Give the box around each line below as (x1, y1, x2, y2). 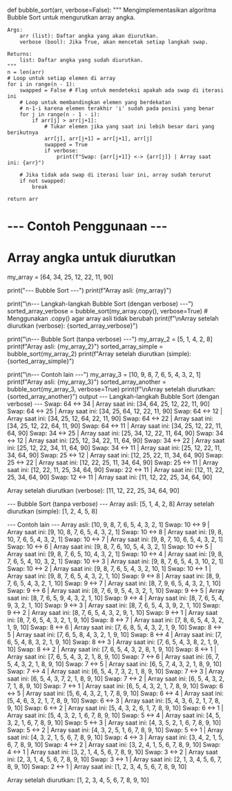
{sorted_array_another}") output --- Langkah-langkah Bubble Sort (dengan (7, 393, 220, 401)
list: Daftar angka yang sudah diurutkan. (19, 57, 144, 64)
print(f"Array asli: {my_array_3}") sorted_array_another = (7, 378, 167, 386)
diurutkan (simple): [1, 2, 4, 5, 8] (7, 507, 98, 516)
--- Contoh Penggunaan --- (7, 219, 168, 234)
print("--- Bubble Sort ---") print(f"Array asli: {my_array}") (7, 286, 172, 295)
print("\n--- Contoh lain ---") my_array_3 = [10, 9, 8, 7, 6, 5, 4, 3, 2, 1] (7, 371, 202, 379)
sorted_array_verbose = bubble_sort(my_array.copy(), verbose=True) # (7, 307, 209, 315)
